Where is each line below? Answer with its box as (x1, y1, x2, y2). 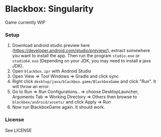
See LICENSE (5, 127, 32, 133)
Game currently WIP (5, 19, 46, 25)
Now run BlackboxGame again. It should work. (12, 104, 106, 110)
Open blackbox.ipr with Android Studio (12, 68, 91, 74)
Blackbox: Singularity (5, 3, 94, 15)
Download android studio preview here (12, 43, 90, 48)
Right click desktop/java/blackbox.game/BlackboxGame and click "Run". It (12, 78, 157, 84)
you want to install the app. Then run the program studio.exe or (12, 53, 140, 59)
